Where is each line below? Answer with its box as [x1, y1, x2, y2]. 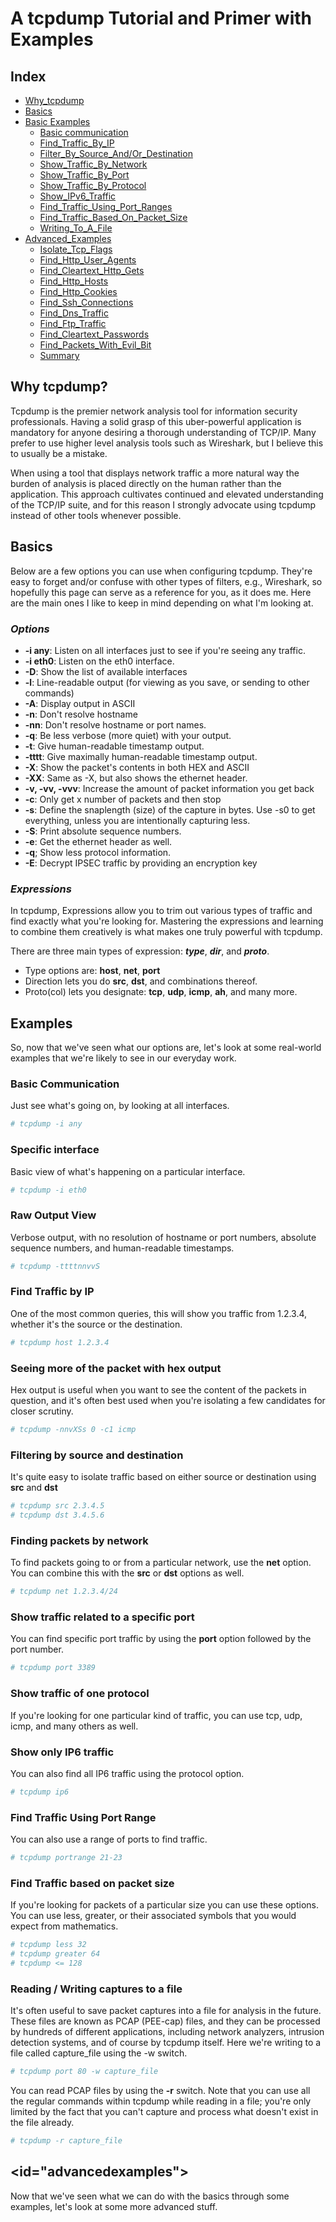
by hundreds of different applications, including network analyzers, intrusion [10, 2026, 325, 2038]
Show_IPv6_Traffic [39, 190, 117, 202]
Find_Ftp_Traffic [39, 318, 107, 329]
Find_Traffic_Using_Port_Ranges [39, 201, 173, 212]
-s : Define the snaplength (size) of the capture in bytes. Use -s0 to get [24, 803, 316, 816]
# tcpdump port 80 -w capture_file [10, 2067, 159, 2077]
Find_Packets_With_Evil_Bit [39, 339, 152, 351]
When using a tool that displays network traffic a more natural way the [10, 467, 300, 479]
